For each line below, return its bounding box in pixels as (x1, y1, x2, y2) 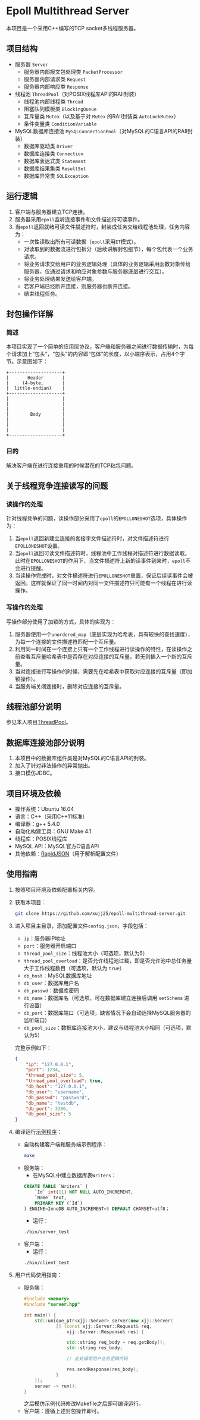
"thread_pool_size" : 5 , (26, 1073, 85, 1079)
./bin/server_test (23, 1229, 70, 1235)
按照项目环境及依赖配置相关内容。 (14, 886, 99, 893)
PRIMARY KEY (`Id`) (35, 1200, 83, 1206)
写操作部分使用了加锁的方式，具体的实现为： (6, 617, 116, 625)
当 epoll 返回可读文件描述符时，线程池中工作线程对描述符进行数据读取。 (14, 550, 190, 557)
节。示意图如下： (6, 358, 48, 365)
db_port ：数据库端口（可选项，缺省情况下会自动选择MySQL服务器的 (23, 1009, 191, 1016)
